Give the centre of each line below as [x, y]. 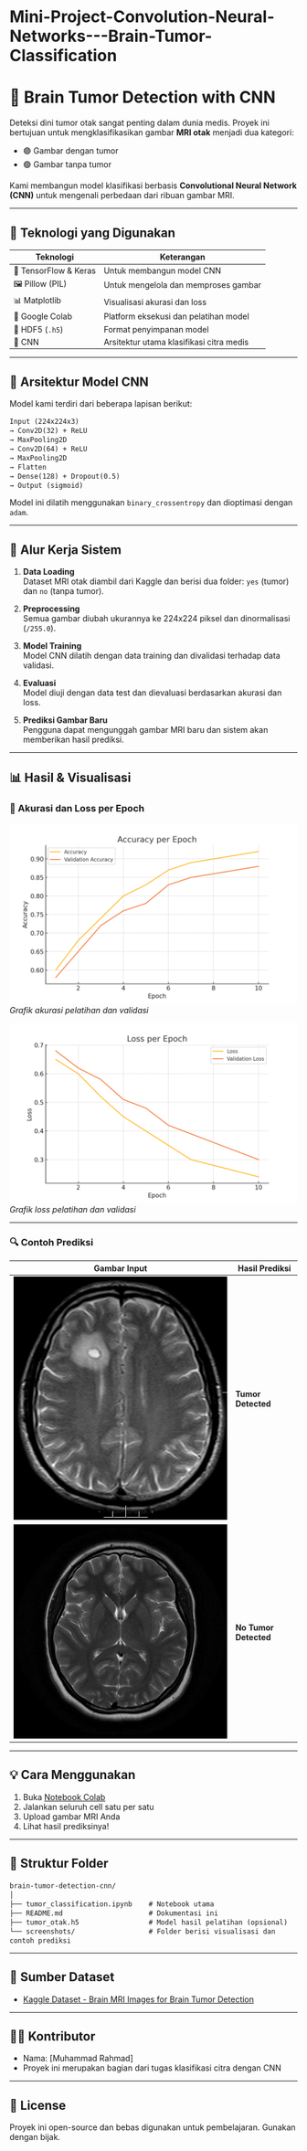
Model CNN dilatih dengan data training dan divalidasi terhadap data [151, 656]
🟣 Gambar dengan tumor [70, 151]
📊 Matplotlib [37, 301]
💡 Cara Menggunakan [73, 1775]
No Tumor [254, 1627]
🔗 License [38, 2105]
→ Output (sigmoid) [47, 486]
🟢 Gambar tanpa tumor [67, 164]
